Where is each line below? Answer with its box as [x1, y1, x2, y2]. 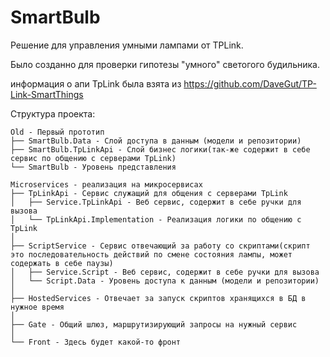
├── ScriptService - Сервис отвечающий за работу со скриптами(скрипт [10, 241, 311, 251]
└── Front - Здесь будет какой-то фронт [10, 337, 182, 347]
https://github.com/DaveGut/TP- [183, 77, 317, 90]
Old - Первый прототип [10, 127, 105, 137]
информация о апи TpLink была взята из [10, 77, 182, 90]
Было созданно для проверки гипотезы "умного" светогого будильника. [10, 58, 320, 70]
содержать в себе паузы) [10, 258, 114, 268]
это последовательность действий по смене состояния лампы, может [10, 249, 293, 260]
